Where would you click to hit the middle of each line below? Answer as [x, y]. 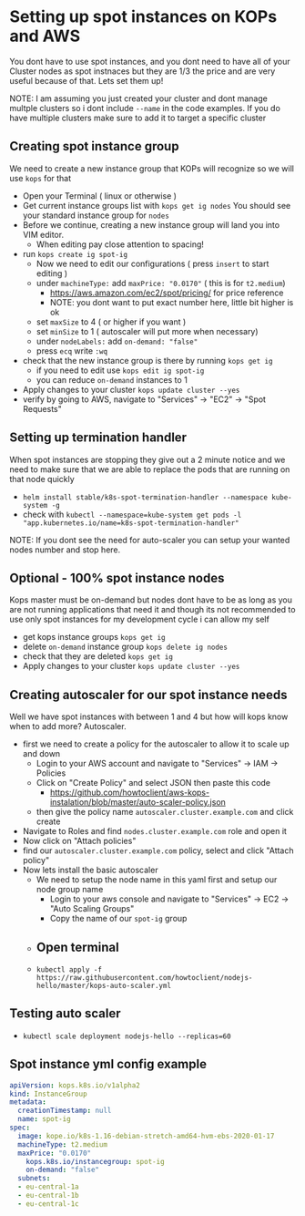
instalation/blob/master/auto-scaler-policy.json [137, 802]
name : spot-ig [44, 1119]
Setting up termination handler [98, 438]
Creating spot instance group [94, 146]
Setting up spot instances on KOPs [143, 17]
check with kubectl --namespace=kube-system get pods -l [132, 514]
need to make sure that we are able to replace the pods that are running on [150, 469]
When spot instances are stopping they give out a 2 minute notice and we [147, 459]
